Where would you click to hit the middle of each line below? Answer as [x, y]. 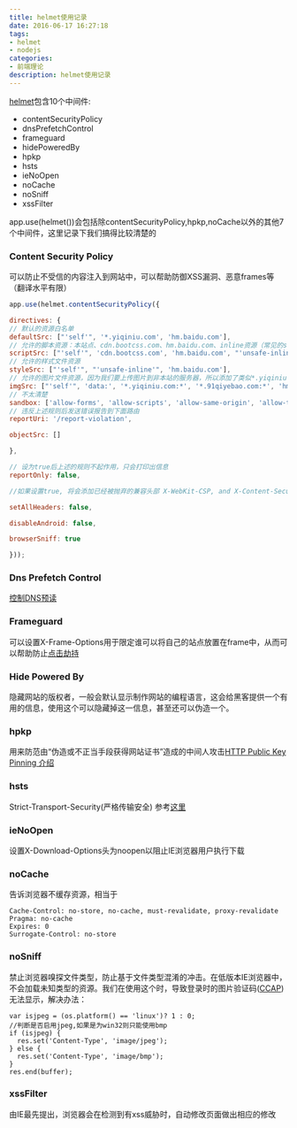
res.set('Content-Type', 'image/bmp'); [91, 1056]
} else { [25, 1048]
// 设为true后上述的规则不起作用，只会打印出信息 [89, 467]
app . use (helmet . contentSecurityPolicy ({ [85, 305]
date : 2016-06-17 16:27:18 [59, 26]
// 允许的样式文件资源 [45, 362]
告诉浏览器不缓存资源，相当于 [63, 894]
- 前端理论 [27, 67]
